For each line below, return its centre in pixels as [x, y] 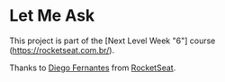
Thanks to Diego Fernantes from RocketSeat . [93, 68]
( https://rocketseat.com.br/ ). [62, 50]
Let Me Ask [52, 16]
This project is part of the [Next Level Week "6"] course [112, 41]
